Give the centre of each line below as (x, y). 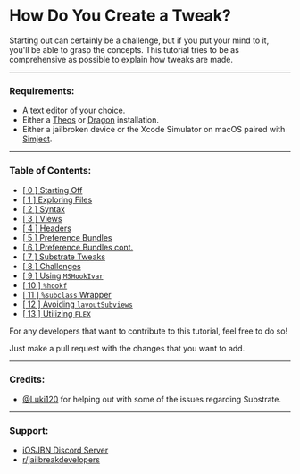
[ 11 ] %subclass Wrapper (67, 294)
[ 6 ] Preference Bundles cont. (78, 247)
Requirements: (42, 90)
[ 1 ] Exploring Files (57, 199)
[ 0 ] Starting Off (52, 190)
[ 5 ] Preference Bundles (67, 237)
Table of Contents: (50, 171)
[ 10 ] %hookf (45, 285)
